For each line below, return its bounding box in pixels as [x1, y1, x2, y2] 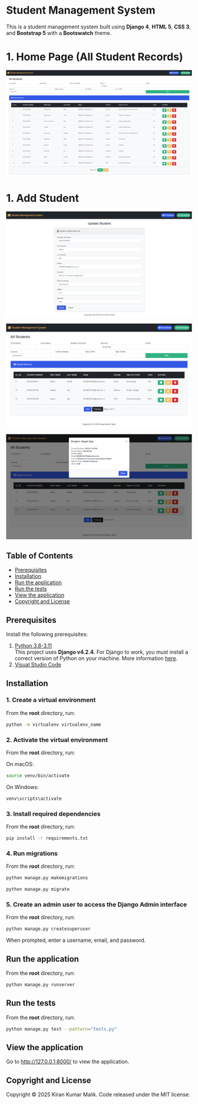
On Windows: [6, 783, 39, 790]
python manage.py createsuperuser [6, 926, 91, 932]
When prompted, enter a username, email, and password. [6, 936, 146, 944]
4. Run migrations [6, 849, 58, 857]
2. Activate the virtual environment [6, 735, 108, 743]
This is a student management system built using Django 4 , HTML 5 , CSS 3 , [6, 23, 192, 30]
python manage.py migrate [6, 886, 70, 893]
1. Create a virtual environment [6, 696, 96, 704]
